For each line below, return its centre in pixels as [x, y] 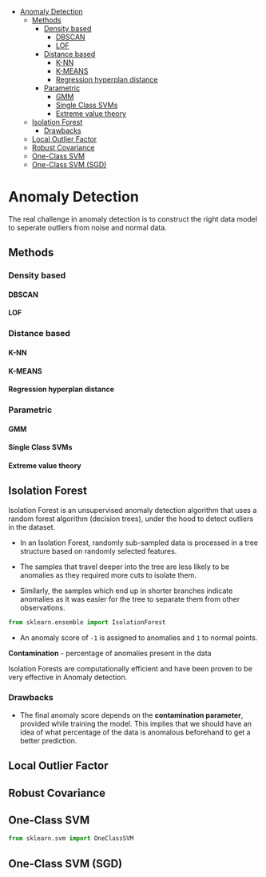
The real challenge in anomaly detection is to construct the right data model [133, 218]
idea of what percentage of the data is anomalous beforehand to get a [135, 732]
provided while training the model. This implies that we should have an [135, 723]
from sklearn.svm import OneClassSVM [71, 839]
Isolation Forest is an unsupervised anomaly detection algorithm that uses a [133, 510]
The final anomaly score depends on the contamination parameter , [131, 715]
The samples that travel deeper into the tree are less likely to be [125, 567]
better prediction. [48, 740]
